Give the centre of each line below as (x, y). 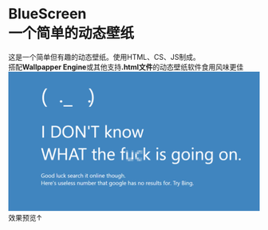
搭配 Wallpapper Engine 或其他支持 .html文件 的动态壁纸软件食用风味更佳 (126, 67)
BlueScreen (47, 14)
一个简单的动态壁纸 (71, 34)
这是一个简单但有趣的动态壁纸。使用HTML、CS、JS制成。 (104, 57)
